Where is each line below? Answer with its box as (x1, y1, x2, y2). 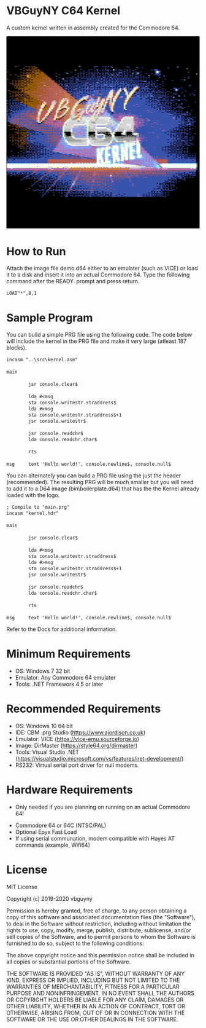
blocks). (6, 344, 27, 351)
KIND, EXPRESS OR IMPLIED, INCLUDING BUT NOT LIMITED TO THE (6, 976, 180, 984)
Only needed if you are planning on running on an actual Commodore (15, 803, 191, 811)
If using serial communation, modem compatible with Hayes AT (15, 835, 175, 842)
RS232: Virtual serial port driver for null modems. (15, 761, 139, 769)
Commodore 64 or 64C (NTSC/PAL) (15, 822, 107, 830)
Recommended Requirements (6, 702, 161, 716)
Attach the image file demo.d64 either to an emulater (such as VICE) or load (6, 265, 198, 272)
